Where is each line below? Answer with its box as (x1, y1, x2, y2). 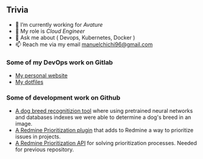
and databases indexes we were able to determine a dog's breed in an (15, 113, 191, 121)
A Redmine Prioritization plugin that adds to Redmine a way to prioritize (15, 127, 194, 134)
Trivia (6, 5, 29, 15)
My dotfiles (15, 78, 44, 86)
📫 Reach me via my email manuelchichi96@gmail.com (15, 41, 153, 48)
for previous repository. (15, 146, 74, 154)
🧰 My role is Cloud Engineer (15, 27, 85, 35)
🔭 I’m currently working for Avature (15, 21, 103, 28)
